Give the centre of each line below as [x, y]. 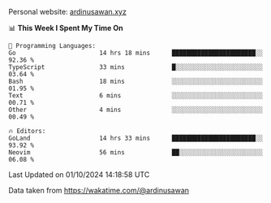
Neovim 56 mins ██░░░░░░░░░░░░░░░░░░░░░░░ [136, 153]
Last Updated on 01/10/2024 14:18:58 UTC [79, 175]
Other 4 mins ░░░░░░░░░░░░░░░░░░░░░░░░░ [136, 110]
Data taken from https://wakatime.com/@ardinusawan [99, 190]
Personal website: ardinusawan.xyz [68, 12]
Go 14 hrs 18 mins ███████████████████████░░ [136, 53]
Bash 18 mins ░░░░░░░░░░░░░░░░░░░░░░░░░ [136, 81]
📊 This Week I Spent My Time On [66, 28]
